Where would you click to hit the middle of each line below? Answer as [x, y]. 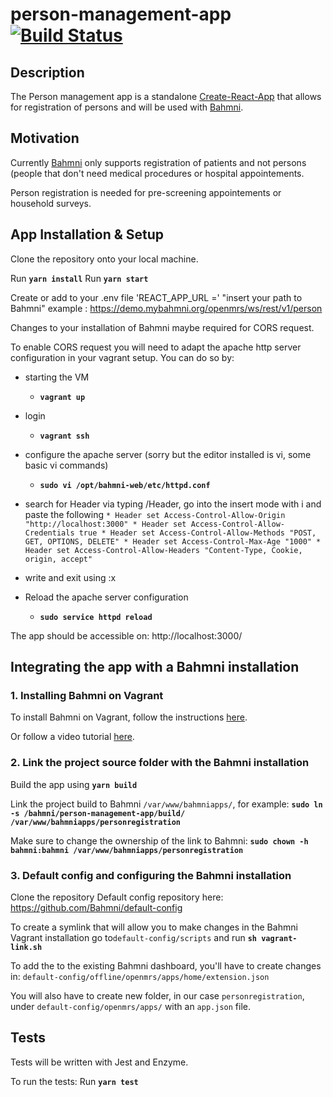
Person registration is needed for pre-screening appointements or [146, 192]
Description [47, 72]
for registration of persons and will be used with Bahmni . [127, 107]
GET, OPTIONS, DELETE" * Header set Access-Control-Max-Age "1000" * [173, 541]
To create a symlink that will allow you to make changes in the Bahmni [154, 927]
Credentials [49, 533]
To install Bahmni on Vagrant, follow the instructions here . [129, 717]
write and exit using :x [70, 577]
